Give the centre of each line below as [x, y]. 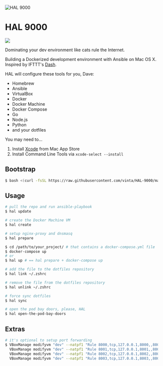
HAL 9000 [26, 27]
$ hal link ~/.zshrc [26, 274]
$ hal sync [16, 300]
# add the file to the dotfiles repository [50, 270]
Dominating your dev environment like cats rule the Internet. [65, 50]
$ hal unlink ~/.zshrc [28, 287]
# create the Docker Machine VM [38, 220]
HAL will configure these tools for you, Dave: [50, 74]
